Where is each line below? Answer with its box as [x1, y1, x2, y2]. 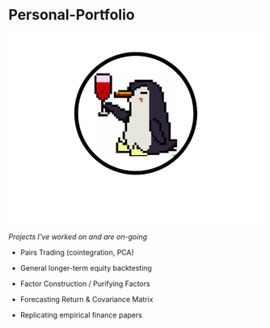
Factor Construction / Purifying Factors [19, 279, 151, 288]
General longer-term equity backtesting [19, 263, 152, 272]
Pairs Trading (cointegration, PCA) [19, 247, 135, 257]
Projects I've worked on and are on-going [8, 232, 148, 242]
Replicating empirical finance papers [19, 309, 143, 320]
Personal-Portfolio [8, 6, 135, 24]
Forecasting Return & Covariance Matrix [19, 294, 154, 304]
